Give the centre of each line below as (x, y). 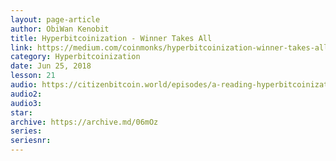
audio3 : (26, 103)
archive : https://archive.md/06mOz (84, 122)
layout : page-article (55, 19)
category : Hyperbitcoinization (75, 57)
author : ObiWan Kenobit (60, 29)
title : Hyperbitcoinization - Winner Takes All (111, 38)
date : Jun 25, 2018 (51, 66)
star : (21, 112)
